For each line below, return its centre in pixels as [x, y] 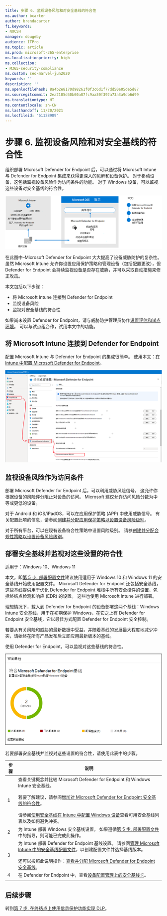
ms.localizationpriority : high [38, 58]
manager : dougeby [23, 37]
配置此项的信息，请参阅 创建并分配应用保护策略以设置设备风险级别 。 [79, 520]
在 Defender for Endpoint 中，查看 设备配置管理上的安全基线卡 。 [83, 875]
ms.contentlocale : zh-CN [31, 105]
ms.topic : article [24, 47]
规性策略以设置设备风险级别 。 [36, 536]
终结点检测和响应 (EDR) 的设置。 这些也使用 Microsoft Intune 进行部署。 [83, 596]
